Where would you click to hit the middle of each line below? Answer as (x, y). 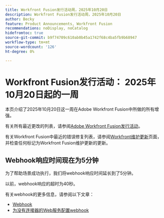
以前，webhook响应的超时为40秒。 (42, 184)
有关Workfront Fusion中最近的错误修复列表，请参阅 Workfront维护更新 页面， (83, 137)
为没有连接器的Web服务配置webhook (51, 211)
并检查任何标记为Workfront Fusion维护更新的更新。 (58, 143)
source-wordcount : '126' (31, 47)
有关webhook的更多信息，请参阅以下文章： (50, 195)
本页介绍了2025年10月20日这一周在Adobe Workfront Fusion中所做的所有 (80, 109)
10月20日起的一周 (42, 95)
